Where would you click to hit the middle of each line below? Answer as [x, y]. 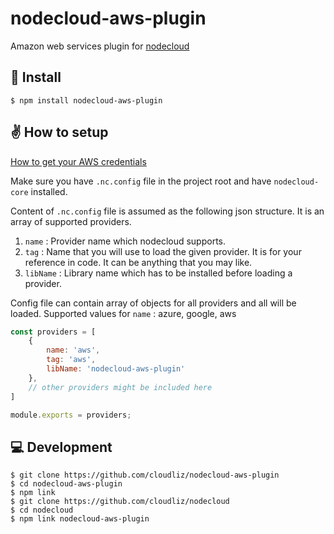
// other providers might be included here [120, 387]
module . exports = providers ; [71, 415]
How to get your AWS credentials [78, 161]
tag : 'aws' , [71, 360]
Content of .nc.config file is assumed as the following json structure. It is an [167, 211]
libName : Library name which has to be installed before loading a [158, 273]
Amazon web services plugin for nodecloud [100, 46]
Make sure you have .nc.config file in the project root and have [141, 181]
